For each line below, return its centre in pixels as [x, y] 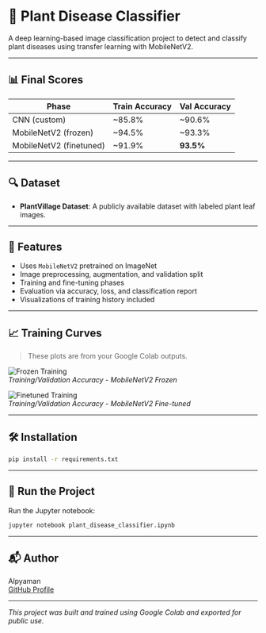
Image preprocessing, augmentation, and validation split [111, 274]
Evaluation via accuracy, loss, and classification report [108, 291]
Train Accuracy [142, 106]
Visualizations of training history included [87, 300]
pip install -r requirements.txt [63, 459]
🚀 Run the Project [51, 491]
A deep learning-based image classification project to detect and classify [128, 38]
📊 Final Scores [46, 80]
